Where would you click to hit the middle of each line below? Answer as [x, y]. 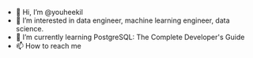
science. [30, 29]
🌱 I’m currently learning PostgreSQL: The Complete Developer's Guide [130, 37]
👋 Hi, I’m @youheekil [49, 12]
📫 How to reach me [48, 46]
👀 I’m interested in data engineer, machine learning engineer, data [123, 20]
